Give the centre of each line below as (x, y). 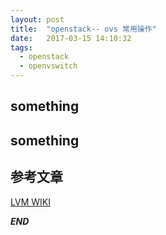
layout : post (37, 19)
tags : (21, 47)
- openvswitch (48, 66)
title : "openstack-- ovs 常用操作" (83, 29)
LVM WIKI (30, 202)
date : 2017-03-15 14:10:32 (71, 38)
